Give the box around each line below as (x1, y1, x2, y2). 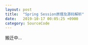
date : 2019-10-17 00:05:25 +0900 (5, 16, 79, 21)
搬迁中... (5, 35, 22, 41)
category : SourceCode (5, 21, 50, 26)
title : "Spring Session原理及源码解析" (5, 12, 85, 17)
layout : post (5, 7, 32, 12)
